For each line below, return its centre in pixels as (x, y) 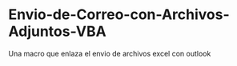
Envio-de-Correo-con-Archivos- (119, 15)
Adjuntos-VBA (57, 31)
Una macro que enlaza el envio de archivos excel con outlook (110, 53)
